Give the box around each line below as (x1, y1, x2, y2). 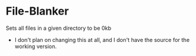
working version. (14, 43, 57, 50)
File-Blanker (5, 4, 69, 18)
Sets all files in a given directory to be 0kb (5, 24, 112, 32)
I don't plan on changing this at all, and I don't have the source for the (14, 36, 190, 43)
